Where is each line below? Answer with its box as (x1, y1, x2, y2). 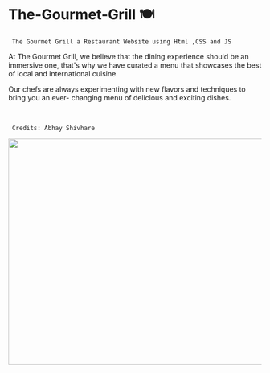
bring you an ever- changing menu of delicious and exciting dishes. (8, 92, 231, 102)
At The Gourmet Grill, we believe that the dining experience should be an (8, 51, 249, 61)
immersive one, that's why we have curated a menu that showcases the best (8, 60, 262, 70)
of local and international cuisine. (8, 68, 118, 78)
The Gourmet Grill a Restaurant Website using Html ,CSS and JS (11, 37, 231, 46)
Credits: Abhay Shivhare (11, 124, 95, 132)
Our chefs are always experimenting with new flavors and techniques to (8, 84, 247, 94)
